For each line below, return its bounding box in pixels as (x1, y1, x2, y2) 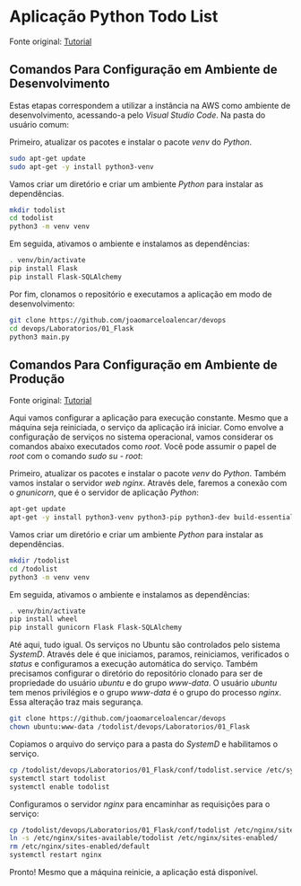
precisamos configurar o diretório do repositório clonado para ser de (9, 668, 263, 679)
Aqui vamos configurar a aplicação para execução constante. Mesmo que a (9, 412, 288, 423)
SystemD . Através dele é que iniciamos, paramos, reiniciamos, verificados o (9, 649, 289, 660)
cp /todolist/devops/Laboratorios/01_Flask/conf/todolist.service (9, 766, 262, 775)
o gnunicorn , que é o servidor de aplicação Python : (9, 487, 200, 498)
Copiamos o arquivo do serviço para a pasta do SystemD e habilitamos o (9, 739, 279, 749)
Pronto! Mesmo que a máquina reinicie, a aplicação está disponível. (9, 867, 258, 878)
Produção (9, 371, 65, 386)
